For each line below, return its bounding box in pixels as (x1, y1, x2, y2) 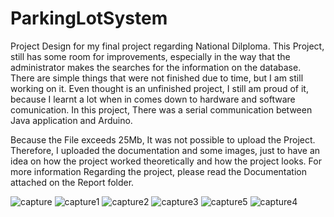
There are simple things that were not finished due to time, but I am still (10, 72, 304, 84)
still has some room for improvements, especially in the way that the (10, 50, 291, 62)
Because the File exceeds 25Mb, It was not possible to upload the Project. (10, 133, 316, 146)
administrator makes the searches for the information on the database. (10, 61, 302, 73)
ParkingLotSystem (10, 7, 168, 30)
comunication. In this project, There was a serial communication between (10, 103, 313, 116)
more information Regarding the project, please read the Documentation (10, 165, 307, 177)
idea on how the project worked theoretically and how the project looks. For (10, 155, 322, 167)
